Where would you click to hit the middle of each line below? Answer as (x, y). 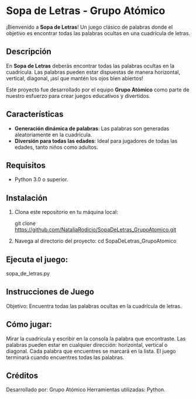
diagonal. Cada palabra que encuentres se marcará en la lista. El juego (91, 351)
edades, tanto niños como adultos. (56, 147)
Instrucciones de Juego (50, 292)
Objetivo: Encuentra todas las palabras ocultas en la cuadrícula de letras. (94, 306)
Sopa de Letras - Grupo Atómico (86, 11)
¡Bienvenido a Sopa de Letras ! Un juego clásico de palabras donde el (90, 27)
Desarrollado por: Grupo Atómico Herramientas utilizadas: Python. (86, 390)
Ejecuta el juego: (37, 259)
